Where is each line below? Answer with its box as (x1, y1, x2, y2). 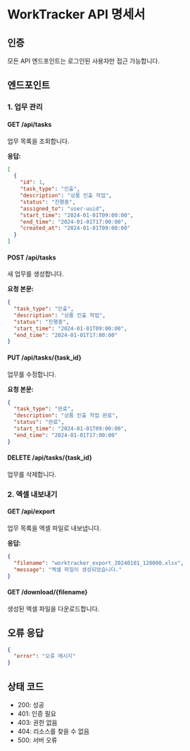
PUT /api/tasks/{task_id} (7, 353, 82, 362)
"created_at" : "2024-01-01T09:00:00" (20, 225, 131, 232)
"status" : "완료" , (13, 419, 65, 426)
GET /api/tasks (7, 120, 52, 128)
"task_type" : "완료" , (13, 405, 74, 413)
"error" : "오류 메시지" (13, 653, 76, 660)
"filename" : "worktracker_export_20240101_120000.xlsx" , (13, 559, 184, 566)
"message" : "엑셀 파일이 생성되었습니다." (13, 566, 122, 573)
